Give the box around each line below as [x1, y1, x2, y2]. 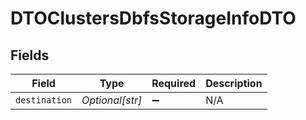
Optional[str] [81, 93, 143, 107]
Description [205, 77, 263, 90]
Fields [10, 47, 50, 64]
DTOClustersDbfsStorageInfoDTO [10, 7, 297, 30]
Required [151, 77, 197, 90]
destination [15, 95, 73, 106]
